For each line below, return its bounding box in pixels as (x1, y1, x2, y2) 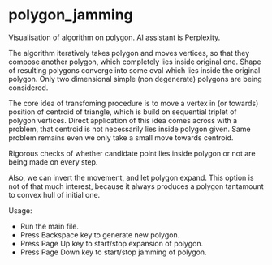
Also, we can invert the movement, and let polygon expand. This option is (8, 173, 254, 182)
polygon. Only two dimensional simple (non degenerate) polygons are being (8, 74, 262, 83)
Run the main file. (19, 221, 80, 231)
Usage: (8, 205, 32, 216)
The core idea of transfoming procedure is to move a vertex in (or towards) (8, 98, 259, 108)
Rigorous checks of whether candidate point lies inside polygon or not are (8, 148, 256, 158)
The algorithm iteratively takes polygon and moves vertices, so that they (8, 48, 250, 58)
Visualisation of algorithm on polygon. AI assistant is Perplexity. (8, 32, 221, 42)
